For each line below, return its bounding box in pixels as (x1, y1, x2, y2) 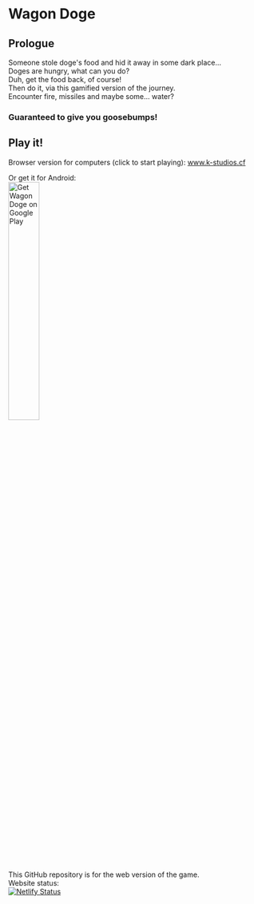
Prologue (8, 37, 54, 50)
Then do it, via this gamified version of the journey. (8, 83, 176, 93)
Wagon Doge (8, 5, 96, 23)
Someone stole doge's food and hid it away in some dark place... (8, 57, 222, 67)
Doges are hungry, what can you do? (8, 66, 130, 76)
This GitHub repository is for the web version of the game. (8, 870, 200, 879)
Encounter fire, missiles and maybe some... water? (8, 92, 174, 101)
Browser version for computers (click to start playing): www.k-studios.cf (8, 157, 246, 167)
